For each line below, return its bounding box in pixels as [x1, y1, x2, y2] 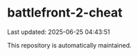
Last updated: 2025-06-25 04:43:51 [7, 28, 110, 36]
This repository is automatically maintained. [7, 41, 132, 49]
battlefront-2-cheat [7, 5, 123, 21]
